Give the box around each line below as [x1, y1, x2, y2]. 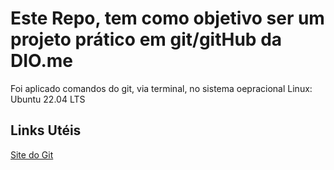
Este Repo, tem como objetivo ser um [10, 7, 325, 30]
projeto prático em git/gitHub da [10, 28, 283, 51]
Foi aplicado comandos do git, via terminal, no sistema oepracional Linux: [10, 82, 313, 94]
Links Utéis [10, 122, 82, 139]
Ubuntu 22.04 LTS [10, 93, 86, 105]
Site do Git [10, 148, 54, 161]
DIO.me [10, 50, 74, 72]
